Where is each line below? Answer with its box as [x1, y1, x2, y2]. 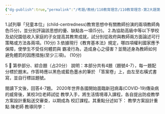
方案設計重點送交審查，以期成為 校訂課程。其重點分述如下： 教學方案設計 [5, 97, 154, 103]
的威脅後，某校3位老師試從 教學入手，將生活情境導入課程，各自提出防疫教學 [5, 91, 160, 97]
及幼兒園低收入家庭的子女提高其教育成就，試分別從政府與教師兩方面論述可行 [5, 33, 160, 39]
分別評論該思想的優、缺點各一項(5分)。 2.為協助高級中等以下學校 [27, 28, 160, 33]
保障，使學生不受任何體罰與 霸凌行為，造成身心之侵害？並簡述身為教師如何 [5, 46, 157, 52]
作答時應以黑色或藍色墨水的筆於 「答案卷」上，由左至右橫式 [30, 68, 153, 74]
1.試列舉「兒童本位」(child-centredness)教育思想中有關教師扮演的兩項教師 [5, 21, 156, 27]
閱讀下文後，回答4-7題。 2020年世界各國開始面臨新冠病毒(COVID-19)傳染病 [5, 85, 159, 91]
